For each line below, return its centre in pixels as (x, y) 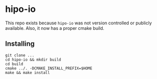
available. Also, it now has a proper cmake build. (55, 28)
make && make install (28, 73)
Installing (20, 44)
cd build (14, 64)
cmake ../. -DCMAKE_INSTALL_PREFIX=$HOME (49, 68)
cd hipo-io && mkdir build (33, 60)
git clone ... (20, 55)
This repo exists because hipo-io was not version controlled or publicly (78, 23)
